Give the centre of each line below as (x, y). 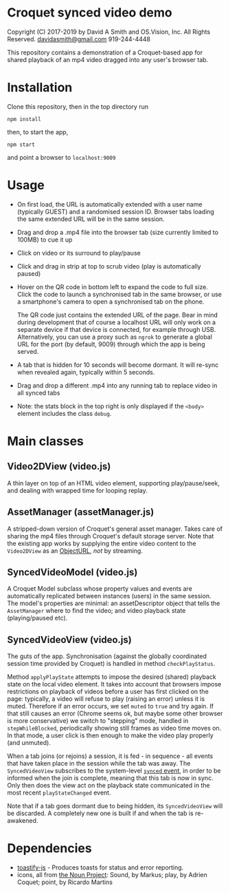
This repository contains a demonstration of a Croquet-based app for (105, 52)
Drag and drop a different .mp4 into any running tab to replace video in (117, 385)
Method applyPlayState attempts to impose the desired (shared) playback (112, 677)
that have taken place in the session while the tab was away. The (99, 764)
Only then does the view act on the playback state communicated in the (109, 786)
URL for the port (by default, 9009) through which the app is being (111, 344)
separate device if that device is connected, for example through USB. (116, 329)
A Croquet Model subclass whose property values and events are (100, 589)
